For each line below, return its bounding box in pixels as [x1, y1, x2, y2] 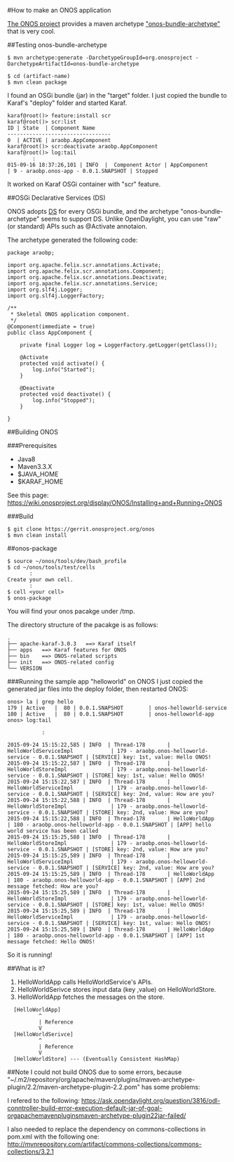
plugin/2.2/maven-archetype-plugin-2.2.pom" [7, 1083, 140, 1091]
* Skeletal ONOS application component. [10, 311, 130, 318]
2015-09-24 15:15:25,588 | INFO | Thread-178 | [7, 834, 171, 841]
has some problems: [141, 1083, 201, 1091]
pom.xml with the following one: [7, 1132, 99, 1141]
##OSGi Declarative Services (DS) [7, 193, 106, 202]
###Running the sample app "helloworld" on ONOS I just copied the [7, 678, 203, 685]
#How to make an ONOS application [7, 6, 111, 14]
